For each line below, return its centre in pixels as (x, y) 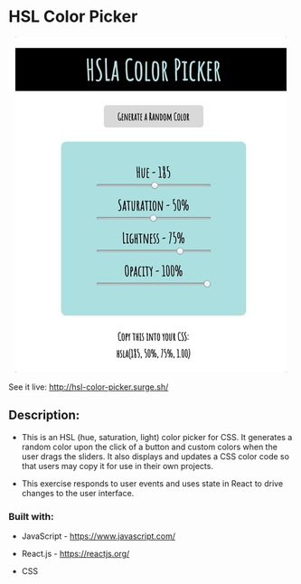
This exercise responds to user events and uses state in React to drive (152, 483)
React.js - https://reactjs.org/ (75, 554)
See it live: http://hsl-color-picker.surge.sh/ (89, 387)
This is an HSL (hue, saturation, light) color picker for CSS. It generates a (157, 437)
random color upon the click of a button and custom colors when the (149, 447)
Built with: (31, 516)
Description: (44, 415)
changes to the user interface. (78, 493)
